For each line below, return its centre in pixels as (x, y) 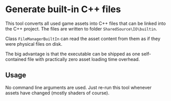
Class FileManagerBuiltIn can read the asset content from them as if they (83, 39)
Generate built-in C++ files (63, 9)
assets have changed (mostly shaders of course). (57, 93)
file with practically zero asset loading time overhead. (84, 59)
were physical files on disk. (34, 44)
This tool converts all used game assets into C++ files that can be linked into (86, 23)
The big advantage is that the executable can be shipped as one (73, 54)
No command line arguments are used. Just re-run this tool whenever (78, 87)
